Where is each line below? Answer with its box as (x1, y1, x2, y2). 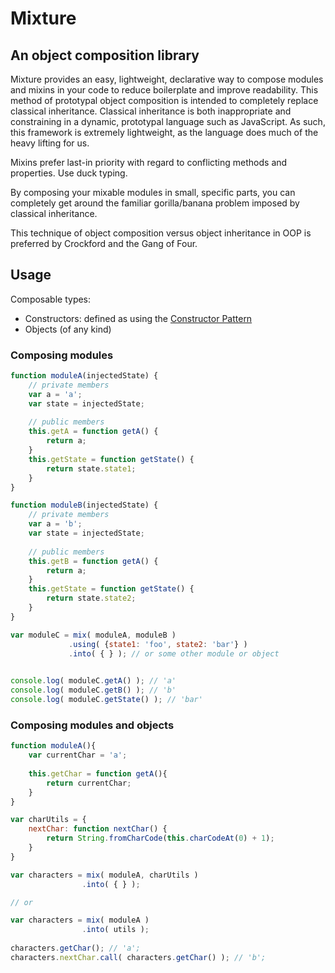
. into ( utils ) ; (81, 925, 150, 935)
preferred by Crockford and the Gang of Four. (10, 238, 198, 249)
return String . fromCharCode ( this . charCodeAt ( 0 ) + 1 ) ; (46, 833, 275, 844)
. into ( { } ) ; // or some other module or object (68, 648, 280, 659)
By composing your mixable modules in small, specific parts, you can (10, 187, 296, 198)
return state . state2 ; (46, 593, 137, 604)
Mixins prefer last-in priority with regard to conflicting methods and (10, 157, 288, 168)
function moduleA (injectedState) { (10, 371, 159, 381)
